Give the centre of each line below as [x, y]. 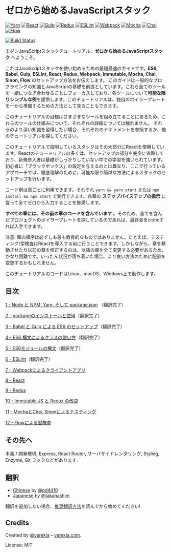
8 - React [15, 380]
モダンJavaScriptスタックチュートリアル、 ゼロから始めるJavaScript [77, 51]
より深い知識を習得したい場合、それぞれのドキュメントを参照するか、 [88, 129]
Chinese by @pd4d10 [35, 490]
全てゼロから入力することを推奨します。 [61, 202]
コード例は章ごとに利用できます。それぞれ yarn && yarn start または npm [82, 190]
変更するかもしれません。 [32, 262]
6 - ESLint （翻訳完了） [29, 359]
